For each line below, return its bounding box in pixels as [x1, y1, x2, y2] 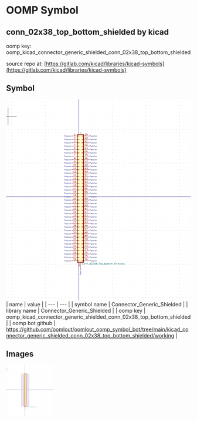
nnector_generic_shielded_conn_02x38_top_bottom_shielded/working [6, 332, 175, 339]
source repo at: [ [6, 60, 46, 67]
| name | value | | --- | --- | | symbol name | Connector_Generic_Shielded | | [6, 300, 188, 308]
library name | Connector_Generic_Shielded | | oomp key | [6, 307, 146, 314]
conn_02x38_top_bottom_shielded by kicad [6, 27, 169, 37]
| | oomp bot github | [6, 319, 56, 326]
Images [6, 349, 34, 359]
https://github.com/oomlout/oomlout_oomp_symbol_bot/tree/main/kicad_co [6, 326, 189, 333]
